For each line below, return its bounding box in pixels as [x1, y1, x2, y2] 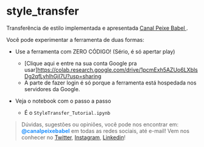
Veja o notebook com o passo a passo [15, 97, 111, 104]
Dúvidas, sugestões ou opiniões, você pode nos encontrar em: [21, 120, 179, 128]
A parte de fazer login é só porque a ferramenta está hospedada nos [24, 79, 197, 86]
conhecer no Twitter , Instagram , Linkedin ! [21, 134, 126, 141]
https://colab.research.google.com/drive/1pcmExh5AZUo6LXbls [37, 66, 198, 73]
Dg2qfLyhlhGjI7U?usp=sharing [24, 72, 102, 80]
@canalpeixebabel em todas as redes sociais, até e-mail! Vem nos [21, 127, 190, 134]
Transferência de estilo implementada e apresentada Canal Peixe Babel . [6, 24, 188, 32]
